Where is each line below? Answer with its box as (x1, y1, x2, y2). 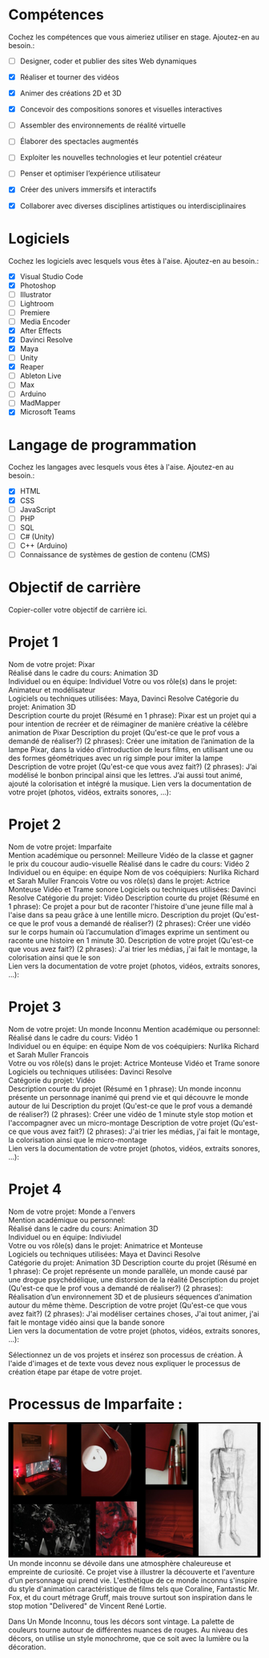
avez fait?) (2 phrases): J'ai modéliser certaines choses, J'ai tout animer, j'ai (8, 1308, 259, 1318)
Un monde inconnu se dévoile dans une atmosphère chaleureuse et (8, 1559, 231, 1568)
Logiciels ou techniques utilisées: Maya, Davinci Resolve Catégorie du (8, 694, 239, 703)
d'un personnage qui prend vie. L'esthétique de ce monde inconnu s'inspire (8, 1575, 258, 1585)
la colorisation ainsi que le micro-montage (8, 1134, 147, 1144)
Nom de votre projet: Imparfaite (8, 842, 112, 851)
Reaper (19, 362, 44, 372)
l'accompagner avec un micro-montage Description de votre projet (8, 1118, 230, 1127)
